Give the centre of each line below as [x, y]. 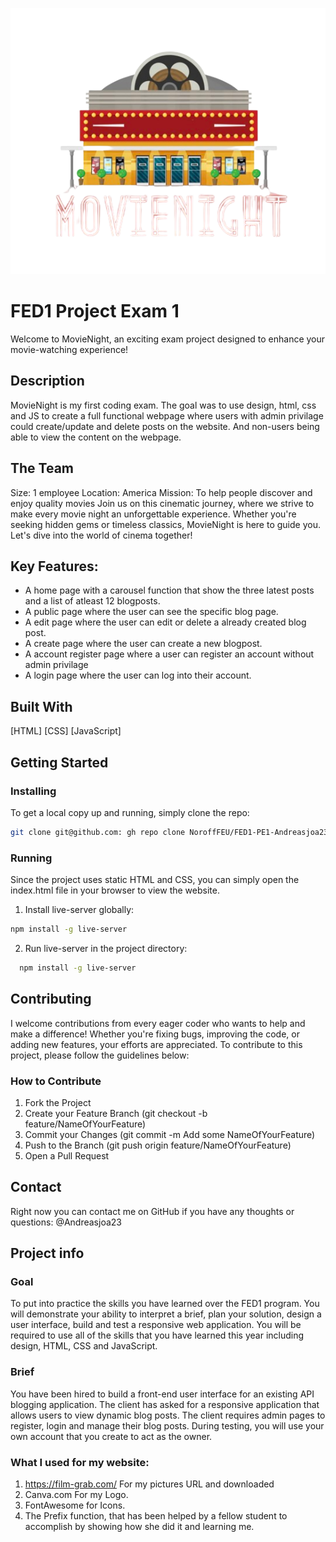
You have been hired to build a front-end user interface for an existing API [162, 1394]
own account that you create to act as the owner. [111, 1436]
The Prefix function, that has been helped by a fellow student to [156, 1516]
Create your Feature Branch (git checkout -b [116, 1113]
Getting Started [59, 762]
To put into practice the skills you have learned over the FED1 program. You [165, 1304]
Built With [41, 706]
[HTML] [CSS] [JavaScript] [66, 731]
